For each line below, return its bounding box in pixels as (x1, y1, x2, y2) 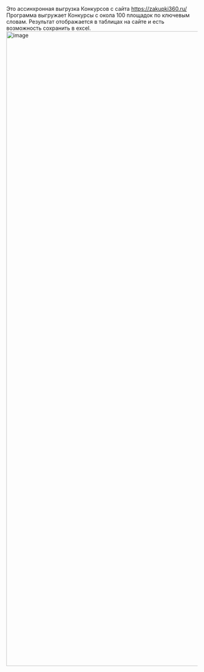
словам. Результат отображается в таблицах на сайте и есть (6, 18, 165, 25)
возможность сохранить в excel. (6, 24, 91, 32)
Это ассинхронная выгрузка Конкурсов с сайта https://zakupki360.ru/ (6, 5, 187, 12)
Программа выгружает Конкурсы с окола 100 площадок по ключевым (6, 12, 190, 19)
